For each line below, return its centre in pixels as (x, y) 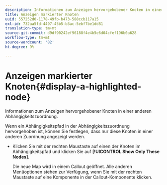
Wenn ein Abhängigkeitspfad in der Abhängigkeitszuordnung (68, 126)
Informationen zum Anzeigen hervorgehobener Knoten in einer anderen (78, 111)
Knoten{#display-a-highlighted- (73, 87)
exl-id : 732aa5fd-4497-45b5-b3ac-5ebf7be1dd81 (54, 24)
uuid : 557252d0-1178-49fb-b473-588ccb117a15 (52, 19)
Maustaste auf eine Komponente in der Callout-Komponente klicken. (82, 177)
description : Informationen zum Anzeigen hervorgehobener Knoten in (78, 10)
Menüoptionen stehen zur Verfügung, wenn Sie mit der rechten (77, 172)
